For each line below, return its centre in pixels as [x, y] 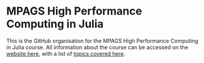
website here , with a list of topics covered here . [66, 53]
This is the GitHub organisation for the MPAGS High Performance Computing [102, 41]
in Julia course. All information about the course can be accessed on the [97, 47]
